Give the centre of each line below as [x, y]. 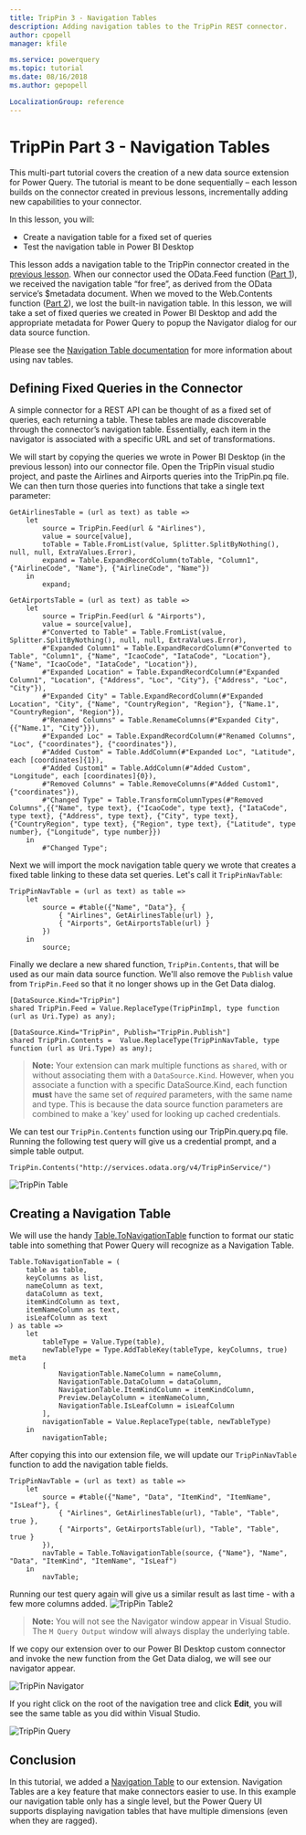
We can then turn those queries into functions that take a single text [137, 486]
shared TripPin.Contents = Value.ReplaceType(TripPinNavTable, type [145, 1041]
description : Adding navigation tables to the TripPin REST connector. [148, 26]
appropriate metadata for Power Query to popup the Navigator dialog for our [153, 322]
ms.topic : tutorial [47, 69]
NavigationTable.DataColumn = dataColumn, [140, 1382]
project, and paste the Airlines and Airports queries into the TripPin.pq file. [149, 477]
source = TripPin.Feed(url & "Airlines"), [124, 529]
